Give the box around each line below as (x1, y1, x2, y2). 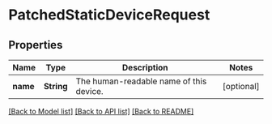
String (43, 81, 68, 92)
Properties (8, 38, 63, 52)
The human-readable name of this (75, 75, 207, 87)
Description (121, 62, 168, 73)
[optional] (222, 81, 260, 92)
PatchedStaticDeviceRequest (8, 6, 210, 24)
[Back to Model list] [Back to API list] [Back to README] (8, 107, 194, 116)
